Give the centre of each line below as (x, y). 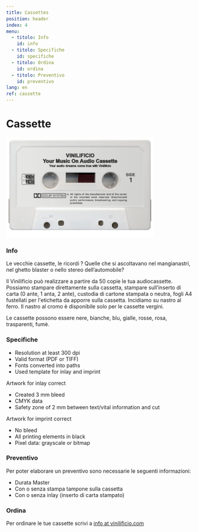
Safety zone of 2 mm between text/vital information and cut (87, 407)
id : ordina (30, 69)
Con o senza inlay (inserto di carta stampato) (69, 495)
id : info (27, 44)
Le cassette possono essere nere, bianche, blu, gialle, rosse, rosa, (87, 318)
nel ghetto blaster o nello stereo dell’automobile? (65, 270)
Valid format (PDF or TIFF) (46, 359)
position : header (27, 19)
